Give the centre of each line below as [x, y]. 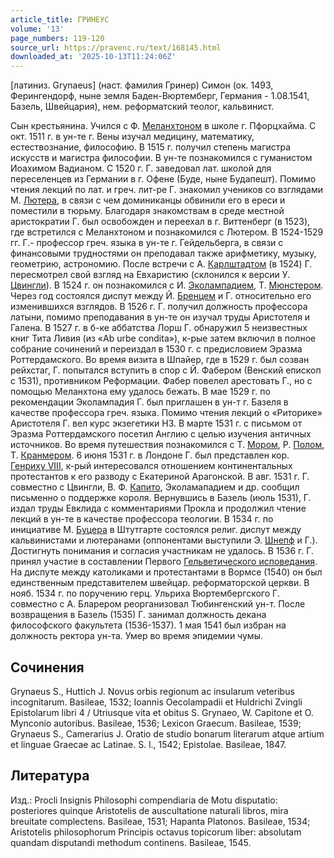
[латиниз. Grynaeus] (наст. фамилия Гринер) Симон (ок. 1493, [142, 85]
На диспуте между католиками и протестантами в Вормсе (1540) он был [166, 572]
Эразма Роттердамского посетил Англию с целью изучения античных [161, 434]
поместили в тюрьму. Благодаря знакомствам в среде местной [147, 211]
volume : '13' [37, 29]
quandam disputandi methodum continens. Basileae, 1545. [131, 842]
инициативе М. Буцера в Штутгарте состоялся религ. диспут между [156, 530]
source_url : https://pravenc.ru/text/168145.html [116, 47]
